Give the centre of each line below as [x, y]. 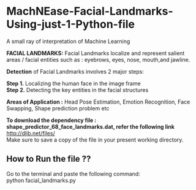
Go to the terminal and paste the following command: [73, 173]
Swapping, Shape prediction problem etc [58, 108]
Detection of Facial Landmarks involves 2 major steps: [75, 71]
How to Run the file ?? [49, 159]
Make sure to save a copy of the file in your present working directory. [95, 140]
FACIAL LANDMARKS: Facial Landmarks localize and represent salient [96, 53]
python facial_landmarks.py [41, 180]
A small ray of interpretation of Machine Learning [68, 41]
